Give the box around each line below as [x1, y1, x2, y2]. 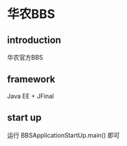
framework [7, 74, 56, 85]
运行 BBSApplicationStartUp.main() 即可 [7, 131, 120, 139]
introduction [7, 34, 62, 45]
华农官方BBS [7, 53, 43, 61]
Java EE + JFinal [7, 92, 54, 100]
